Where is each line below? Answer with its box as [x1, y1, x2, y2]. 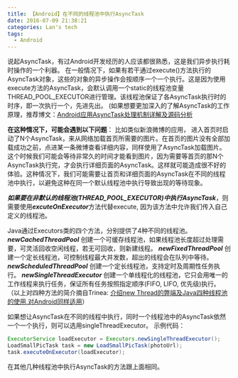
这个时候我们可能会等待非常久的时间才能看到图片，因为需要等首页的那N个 [7, 152, 224, 160]
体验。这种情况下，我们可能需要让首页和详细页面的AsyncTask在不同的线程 [7, 169, 226, 178]
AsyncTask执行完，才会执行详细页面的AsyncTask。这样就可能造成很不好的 [7, 161, 227, 169]
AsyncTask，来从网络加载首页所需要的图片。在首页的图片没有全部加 [31, 134, 231, 143]
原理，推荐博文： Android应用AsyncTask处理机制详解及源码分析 [7, 111, 193, 119]
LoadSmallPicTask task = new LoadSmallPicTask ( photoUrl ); [7, 342, 183, 349]
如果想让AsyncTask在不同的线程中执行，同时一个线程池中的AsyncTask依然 [7, 313, 227, 321]
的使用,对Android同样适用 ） [7, 297, 89, 306]
